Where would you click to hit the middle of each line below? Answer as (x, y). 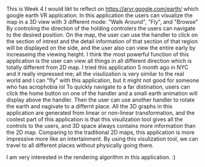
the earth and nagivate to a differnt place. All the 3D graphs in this (89, 106)
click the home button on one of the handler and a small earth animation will (102, 93)
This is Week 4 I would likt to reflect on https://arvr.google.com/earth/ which (102, 9)
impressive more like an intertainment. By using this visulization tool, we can (102, 139)
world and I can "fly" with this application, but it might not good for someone (103, 80)
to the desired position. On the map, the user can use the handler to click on (102, 35)
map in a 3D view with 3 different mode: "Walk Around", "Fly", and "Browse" (102, 22)
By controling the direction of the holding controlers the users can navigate (101, 28)
